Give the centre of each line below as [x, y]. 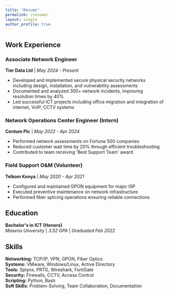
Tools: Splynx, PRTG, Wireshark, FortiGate [49, 270]
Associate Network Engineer [41, 59]
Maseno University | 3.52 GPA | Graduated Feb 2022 [60, 231]
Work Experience [33, 45]
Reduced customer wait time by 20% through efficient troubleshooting [86, 147]
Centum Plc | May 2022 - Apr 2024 [43, 131]
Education [22, 213]
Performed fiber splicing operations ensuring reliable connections [81, 197]
